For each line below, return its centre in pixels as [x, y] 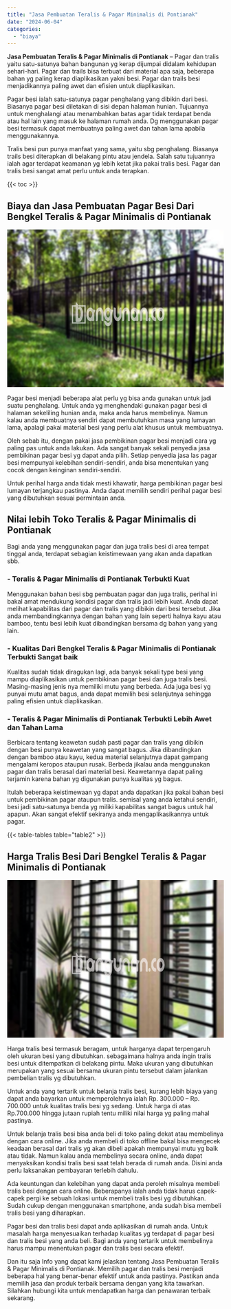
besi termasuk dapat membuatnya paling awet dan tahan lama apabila [106, 129]
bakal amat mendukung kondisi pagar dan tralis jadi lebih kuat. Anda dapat [113, 601]
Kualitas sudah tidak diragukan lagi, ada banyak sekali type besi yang [106, 672]
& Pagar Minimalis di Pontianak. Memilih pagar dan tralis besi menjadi [105, 1268]
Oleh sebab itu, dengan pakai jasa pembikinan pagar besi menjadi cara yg [112, 441]
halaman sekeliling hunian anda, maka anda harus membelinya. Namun [108, 412]
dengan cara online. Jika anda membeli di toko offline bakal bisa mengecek [114, 1141]
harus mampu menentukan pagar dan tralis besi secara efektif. [96, 1248]
